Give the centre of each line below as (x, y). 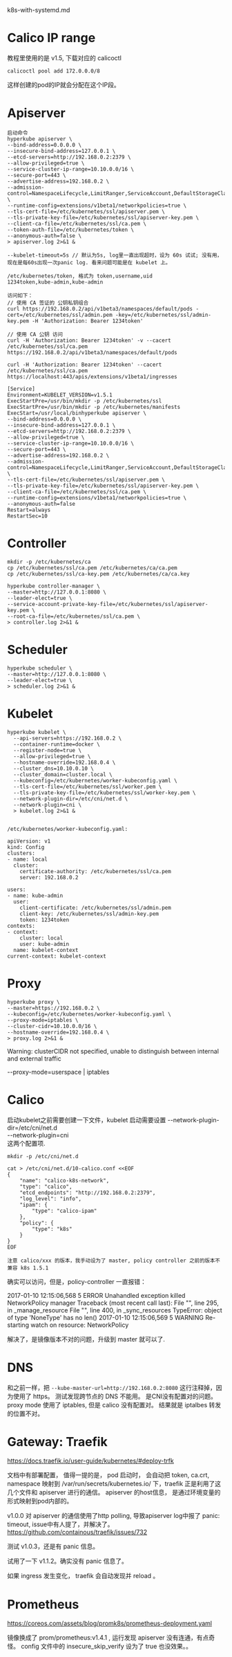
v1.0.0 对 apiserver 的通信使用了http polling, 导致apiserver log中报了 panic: (114, 1516)
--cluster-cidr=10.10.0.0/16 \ (52, 1026)
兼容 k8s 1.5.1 (28, 1268)
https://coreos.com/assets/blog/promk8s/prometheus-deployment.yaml (110, 1623)
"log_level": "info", (50, 1199)
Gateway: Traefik (58, 1441)
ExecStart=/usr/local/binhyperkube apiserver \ (77, 413)
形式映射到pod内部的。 (40, 1501)
